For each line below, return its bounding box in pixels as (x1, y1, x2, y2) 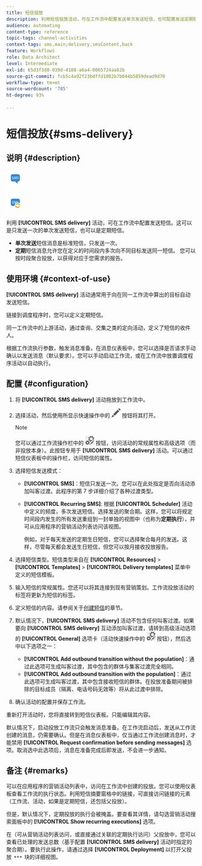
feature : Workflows (6, 48, 55, 54)
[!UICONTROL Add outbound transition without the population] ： (23, 655, 189, 662)
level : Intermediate (6, 60, 58, 66)
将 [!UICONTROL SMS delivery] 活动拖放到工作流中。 (14, 396, 148, 403)
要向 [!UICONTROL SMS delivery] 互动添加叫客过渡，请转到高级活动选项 (14, 624, 196, 632)
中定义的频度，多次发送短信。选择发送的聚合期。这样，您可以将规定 (23, 508, 193, 515)
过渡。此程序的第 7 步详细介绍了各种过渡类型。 (40, 487, 157, 494)
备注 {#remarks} (6, 765, 69, 776)
